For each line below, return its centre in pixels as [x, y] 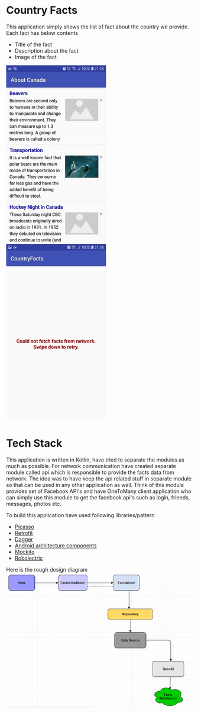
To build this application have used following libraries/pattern [80, 515]
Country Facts [42, 10]
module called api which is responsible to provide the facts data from [90, 472]
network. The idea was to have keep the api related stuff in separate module [99, 478]
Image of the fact [36, 57]
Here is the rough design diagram [47, 569]
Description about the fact [46, 50]
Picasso [24, 527]
